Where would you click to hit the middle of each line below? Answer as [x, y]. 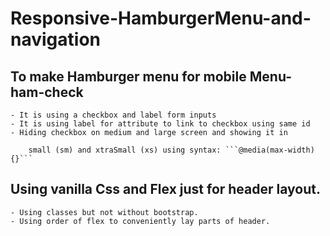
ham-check [47, 92]
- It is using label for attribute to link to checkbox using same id [160, 124]
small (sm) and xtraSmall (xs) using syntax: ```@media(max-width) [171, 150]
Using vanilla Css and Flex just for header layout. [165, 189]
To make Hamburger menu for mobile [128, 76]
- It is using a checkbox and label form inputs [113, 115]
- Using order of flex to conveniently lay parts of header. [140, 221]
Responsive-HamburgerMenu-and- [161, 18]
